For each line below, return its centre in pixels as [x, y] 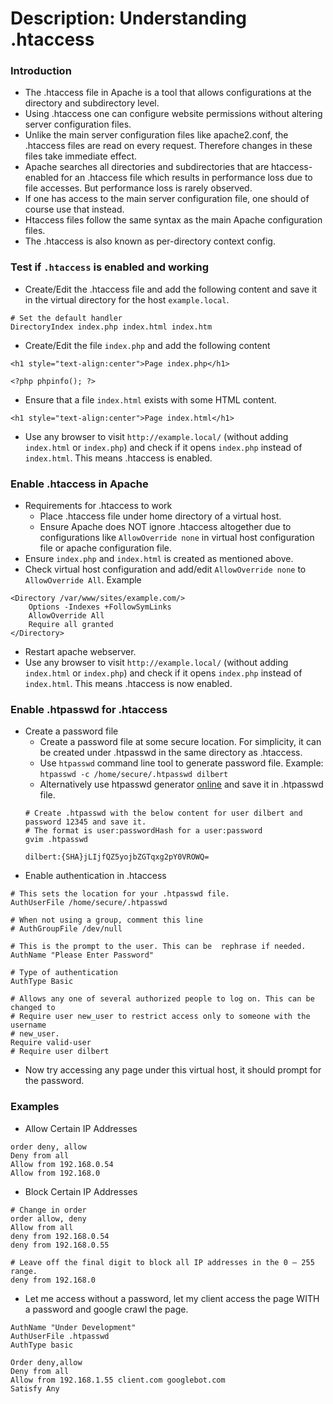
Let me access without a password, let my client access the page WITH [172, 1298]
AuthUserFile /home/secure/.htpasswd [89, 903]
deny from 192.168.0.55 [60, 1245]
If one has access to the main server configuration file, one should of [167, 199]
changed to [33, 1008]
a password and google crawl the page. [106, 1309]
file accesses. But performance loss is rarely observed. [138, 188]
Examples [35, 1107]
